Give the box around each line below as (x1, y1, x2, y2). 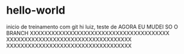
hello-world (6, 4, 66, 17)
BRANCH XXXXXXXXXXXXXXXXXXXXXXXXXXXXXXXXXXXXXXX (6, 29, 170, 36)
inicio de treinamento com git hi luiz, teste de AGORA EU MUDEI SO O (6, 23, 179, 30)
